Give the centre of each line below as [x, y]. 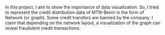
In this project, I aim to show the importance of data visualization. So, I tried [82, 7]
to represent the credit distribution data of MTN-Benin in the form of [75, 12]
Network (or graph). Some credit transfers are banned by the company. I [79, 17]
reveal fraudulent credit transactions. [43, 28]
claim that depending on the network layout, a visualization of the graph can [83, 23]
